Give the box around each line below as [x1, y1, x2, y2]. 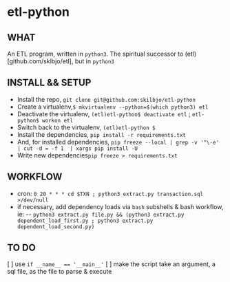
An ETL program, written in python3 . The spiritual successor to [7, 50, 184, 58]
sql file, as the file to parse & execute [7, 268, 112, 276]
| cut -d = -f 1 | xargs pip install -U [17, 145, 138, 152]
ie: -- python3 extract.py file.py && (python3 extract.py [17, 210, 185, 218]
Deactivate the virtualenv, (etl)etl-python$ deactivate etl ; [17, 109, 191, 118]
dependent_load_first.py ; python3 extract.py [17, 217, 154, 224]
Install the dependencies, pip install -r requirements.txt [17, 130, 186, 138]
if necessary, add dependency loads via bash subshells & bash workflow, [17, 202, 224, 210]
